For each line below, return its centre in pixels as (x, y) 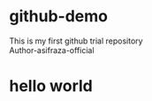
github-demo (59, 16)
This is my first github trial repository (76, 41)
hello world (51, 86)
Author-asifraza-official (52, 50)
